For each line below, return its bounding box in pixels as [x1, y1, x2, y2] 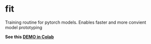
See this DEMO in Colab [5, 34, 54, 40]
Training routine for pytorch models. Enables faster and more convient [5, 19, 147, 25]
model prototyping [5, 24, 43, 30]
